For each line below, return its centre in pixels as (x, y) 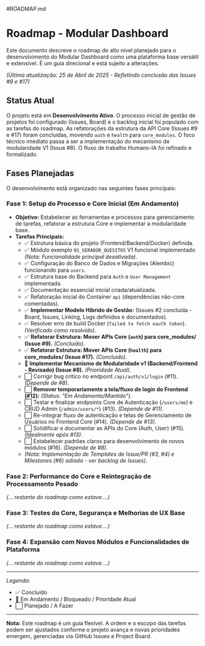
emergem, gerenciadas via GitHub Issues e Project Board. (79, 636)
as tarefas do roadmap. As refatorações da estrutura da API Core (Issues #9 (102, 128)
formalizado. (22, 154)
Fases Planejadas (40, 173)
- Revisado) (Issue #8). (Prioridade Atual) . (78, 370)
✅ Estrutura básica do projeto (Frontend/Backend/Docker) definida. (109, 243)
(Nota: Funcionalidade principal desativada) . (81, 257)
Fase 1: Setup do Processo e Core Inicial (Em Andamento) (93, 204)
